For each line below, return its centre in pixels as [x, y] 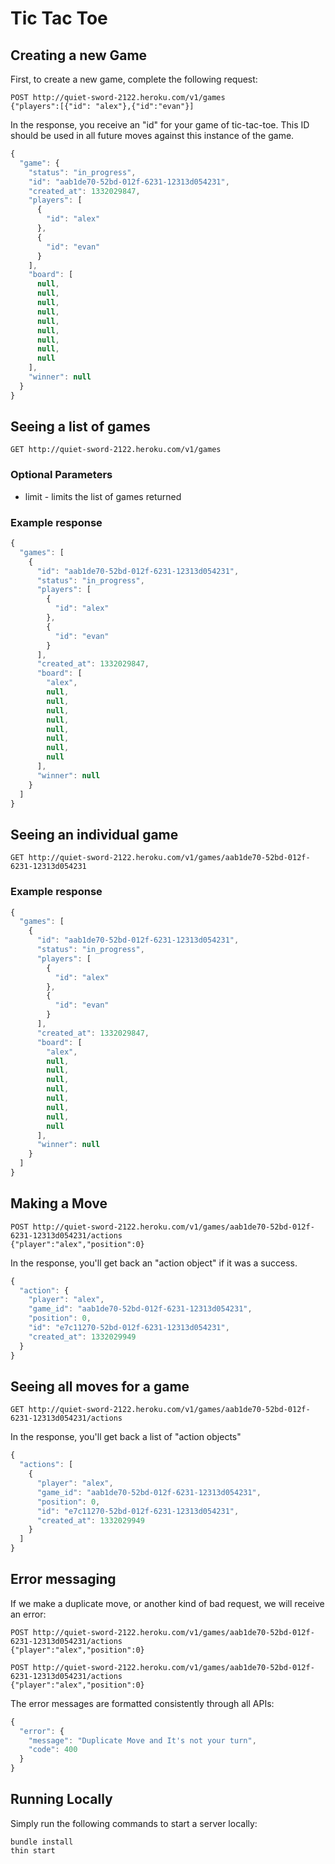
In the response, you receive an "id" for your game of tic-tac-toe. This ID [160, 125]
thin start [33, 1850]
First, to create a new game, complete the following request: [134, 79]
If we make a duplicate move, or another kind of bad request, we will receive [167, 1603]
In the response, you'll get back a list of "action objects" [126, 1437]
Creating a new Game [79, 55]
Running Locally [61, 1799]
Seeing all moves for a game [100, 1386]
